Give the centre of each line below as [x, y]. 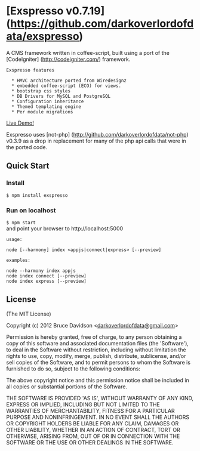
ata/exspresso [43, 36]
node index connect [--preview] [46, 276]
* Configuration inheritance [48, 101]
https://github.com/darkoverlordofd [102, 24]
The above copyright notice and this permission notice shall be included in [98, 380]
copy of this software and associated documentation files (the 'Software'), [98, 343]
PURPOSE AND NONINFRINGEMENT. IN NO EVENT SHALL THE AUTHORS [98, 417]
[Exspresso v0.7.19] [56, 11]
